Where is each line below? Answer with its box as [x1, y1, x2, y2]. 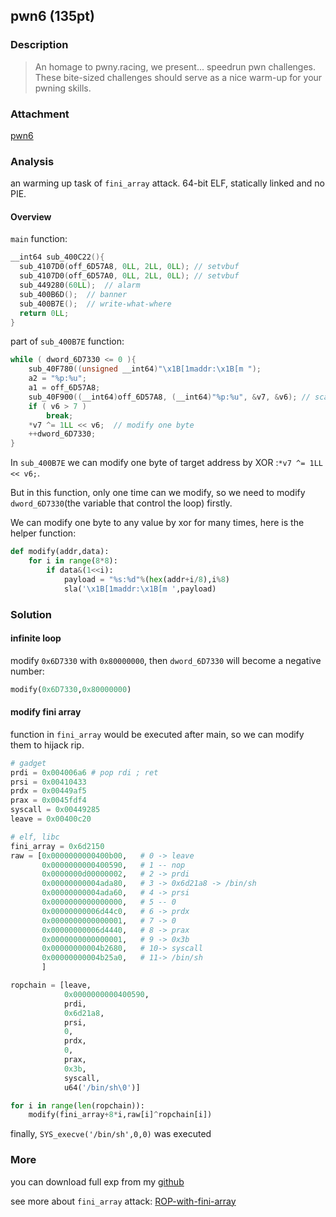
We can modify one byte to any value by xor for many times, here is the [10, 517, 305, 529]
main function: [10, 233, 68, 245]
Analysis [10, 154, 55, 168]
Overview [10, 210, 52, 223]
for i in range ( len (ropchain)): [10, 1100, 145, 1111]
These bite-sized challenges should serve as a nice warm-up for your [34, 71, 323, 83]
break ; [46, 410, 74, 421]
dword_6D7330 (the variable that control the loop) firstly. [10, 497, 233, 509]
